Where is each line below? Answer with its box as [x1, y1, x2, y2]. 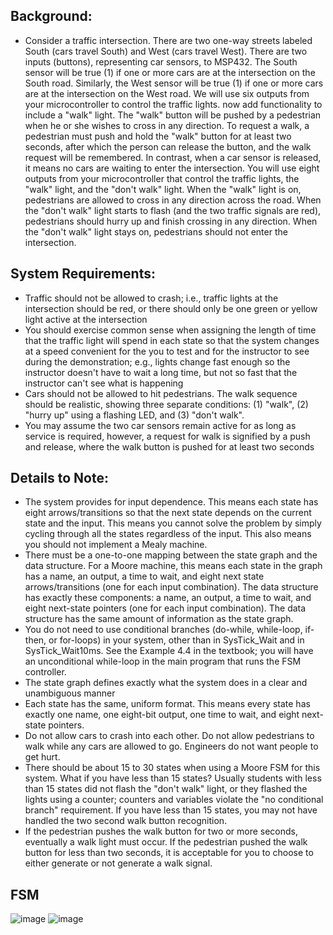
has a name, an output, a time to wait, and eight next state [24, 570, 265, 583]
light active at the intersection [24, 313, 148, 325]
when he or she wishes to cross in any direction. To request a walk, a [24, 119, 310, 131]
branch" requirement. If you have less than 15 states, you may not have [24, 804, 318, 816]
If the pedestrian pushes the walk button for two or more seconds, [24, 825, 299, 838]
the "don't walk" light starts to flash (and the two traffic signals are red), [24, 204, 322, 216]
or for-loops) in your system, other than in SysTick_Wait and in [48, 634, 305, 646]
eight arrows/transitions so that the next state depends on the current [24, 507, 312, 519]
